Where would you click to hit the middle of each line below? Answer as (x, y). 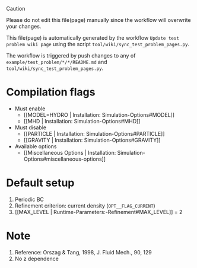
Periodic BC (29, 199)
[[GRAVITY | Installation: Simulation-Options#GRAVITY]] (92, 140)
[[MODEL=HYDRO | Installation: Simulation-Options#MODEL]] (99, 114)
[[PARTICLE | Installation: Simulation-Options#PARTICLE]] (94, 133)
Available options (36, 146)
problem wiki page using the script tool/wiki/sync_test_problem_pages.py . (98, 44)
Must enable (30, 109)
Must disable (30, 127)
